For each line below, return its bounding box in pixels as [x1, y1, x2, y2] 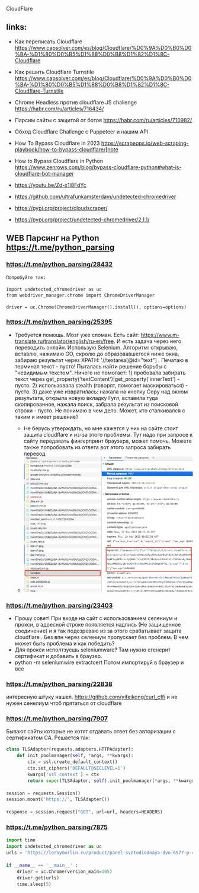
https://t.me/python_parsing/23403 [6, 601, 113, 609]
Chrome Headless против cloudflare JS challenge [14, 98, 137, 106]
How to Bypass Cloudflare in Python [14, 157, 104, 164]
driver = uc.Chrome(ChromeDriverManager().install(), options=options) [6, 304, 187, 310]
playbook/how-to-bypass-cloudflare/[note [14, 145, 118, 153]
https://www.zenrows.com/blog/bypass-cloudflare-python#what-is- [14, 163, 182, 171]
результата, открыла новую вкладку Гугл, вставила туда [14, 394, 158, 401]
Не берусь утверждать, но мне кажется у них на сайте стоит [23, 424, 179, 432]
